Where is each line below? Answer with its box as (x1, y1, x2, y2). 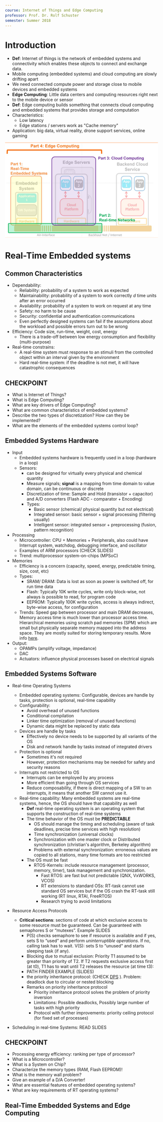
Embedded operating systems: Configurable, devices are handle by (19, 692, 154, 698)
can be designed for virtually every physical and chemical (26, 470, 142, 476)
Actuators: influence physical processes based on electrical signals (19, 655, 154, 662)
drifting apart (12, 76, 39, 82)
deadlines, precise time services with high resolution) (33, 826, 141, 832)
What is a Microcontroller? (12, 1057, 65, 1062)
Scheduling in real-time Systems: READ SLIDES (12, 1024, 107, 1030)
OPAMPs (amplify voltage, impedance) (19, 645, 97, 651)
